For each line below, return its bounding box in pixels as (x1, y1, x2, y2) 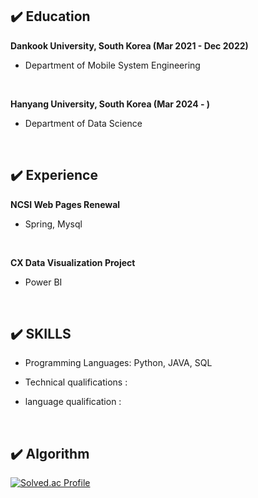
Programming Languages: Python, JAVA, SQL (24, 357, 213, 369)
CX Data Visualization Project (10, 256, 136, 268)
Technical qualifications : (24, 376, 128, 388)
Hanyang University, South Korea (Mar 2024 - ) (10, 98, 211, 110)
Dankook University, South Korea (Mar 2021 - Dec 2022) (10, 39, 249, 52)
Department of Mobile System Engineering (24, 59, 201, 71)
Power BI (24, 276, 63, 288)
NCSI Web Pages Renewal (10, 198, 121, 210)
